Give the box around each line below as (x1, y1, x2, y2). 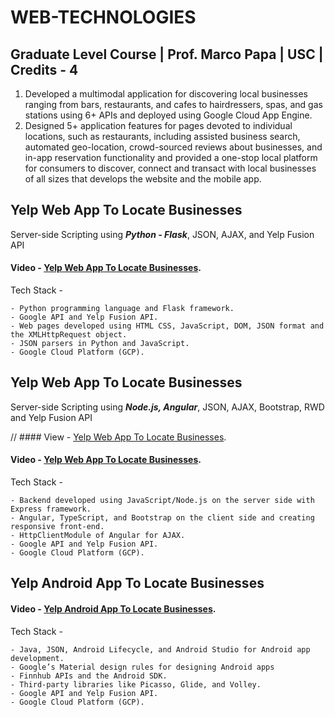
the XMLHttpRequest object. (10, 330, 128, 340)
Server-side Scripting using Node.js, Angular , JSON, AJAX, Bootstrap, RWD (10, 401, 325, 413)
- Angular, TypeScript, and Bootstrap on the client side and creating (10, 513, 315, 523)
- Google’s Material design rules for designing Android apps (10, 662, 275, 672)
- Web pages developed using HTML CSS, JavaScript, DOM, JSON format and (10, 321, 325, 331)
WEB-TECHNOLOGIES (10, 6, 197, 29)
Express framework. (10, 504, 92, 515)
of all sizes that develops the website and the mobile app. (24, 173, 262, 185)
